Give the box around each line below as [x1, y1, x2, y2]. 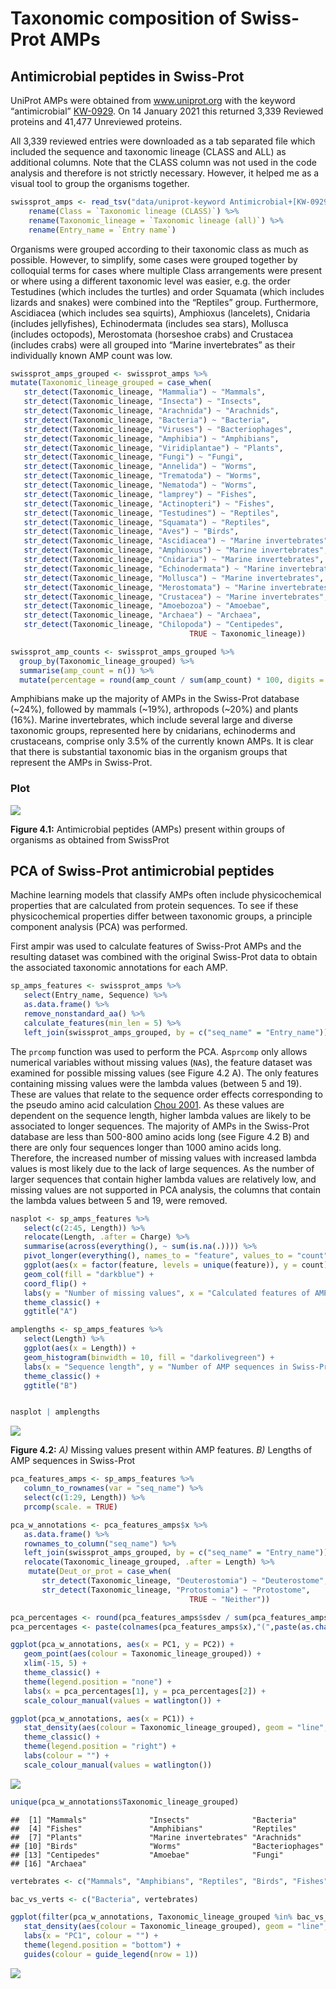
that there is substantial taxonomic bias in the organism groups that [10, 746, 288, 758]
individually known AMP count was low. [10, 349, 173, 361]
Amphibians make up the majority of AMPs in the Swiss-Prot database [10, 693, 300, 705]
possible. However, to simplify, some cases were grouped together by [10, 253, 298, 266]
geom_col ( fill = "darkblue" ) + [23, 1269, 155, 1279]
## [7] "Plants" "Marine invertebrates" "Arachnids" [10, 1832, 302, 1842]
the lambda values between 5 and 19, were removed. [10, 1194, 228, 1206]
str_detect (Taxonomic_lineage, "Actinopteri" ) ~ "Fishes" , [23, 498, 275, 509]
